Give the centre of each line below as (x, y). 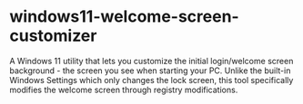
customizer (53, 36)
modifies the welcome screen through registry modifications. (124, 90)
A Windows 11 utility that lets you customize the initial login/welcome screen (151, 61)
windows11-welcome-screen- (124, 17)
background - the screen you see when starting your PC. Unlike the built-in (150, 71)
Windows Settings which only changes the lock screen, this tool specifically (151, 80)
